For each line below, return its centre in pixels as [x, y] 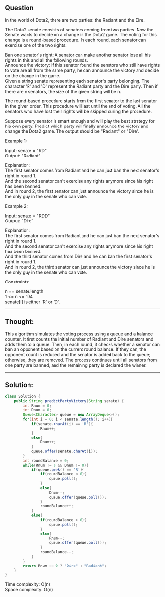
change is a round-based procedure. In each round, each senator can [76, 40]
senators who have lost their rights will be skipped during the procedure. [79, 111]
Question [19, 8]
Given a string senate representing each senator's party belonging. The [77, 81]
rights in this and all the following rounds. [47, 60]
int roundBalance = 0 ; [46, 460]
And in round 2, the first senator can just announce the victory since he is [79, 191]
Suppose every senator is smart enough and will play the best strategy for [80, 121]
